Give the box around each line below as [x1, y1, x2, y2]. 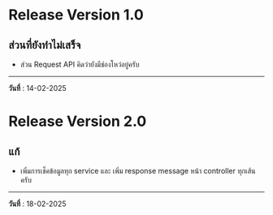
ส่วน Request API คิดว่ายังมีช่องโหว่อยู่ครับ [19, 59, 140, 69]
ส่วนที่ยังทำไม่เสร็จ [8, 38, 81, 52]
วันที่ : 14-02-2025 [8, 84, 67, 92]
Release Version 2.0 [8, 112, 147, 131]
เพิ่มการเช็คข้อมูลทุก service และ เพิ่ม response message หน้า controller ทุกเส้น [19, 166, 256, 175]
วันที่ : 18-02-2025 [8, 199, 67, 209]
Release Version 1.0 [8, 6, 144, 24]
